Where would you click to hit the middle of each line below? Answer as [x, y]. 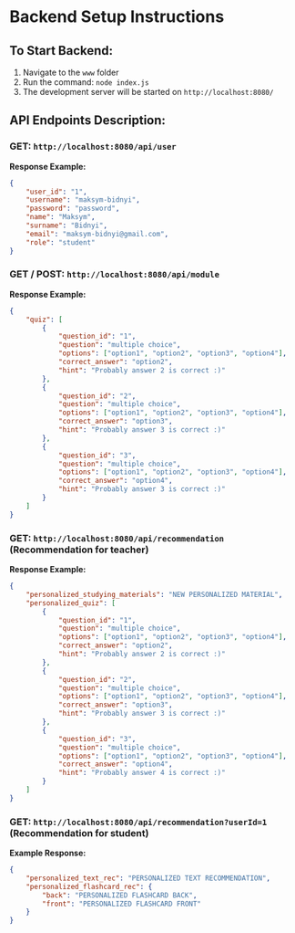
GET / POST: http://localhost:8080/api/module [115, 274]
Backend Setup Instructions [117, 17]
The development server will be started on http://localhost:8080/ [148, 92]
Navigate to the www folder [71, 72]
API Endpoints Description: [88, 121]
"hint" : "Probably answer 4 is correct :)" [142, 773]
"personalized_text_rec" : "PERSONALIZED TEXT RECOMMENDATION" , [148, 878]
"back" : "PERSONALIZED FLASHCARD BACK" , [120, 895]
